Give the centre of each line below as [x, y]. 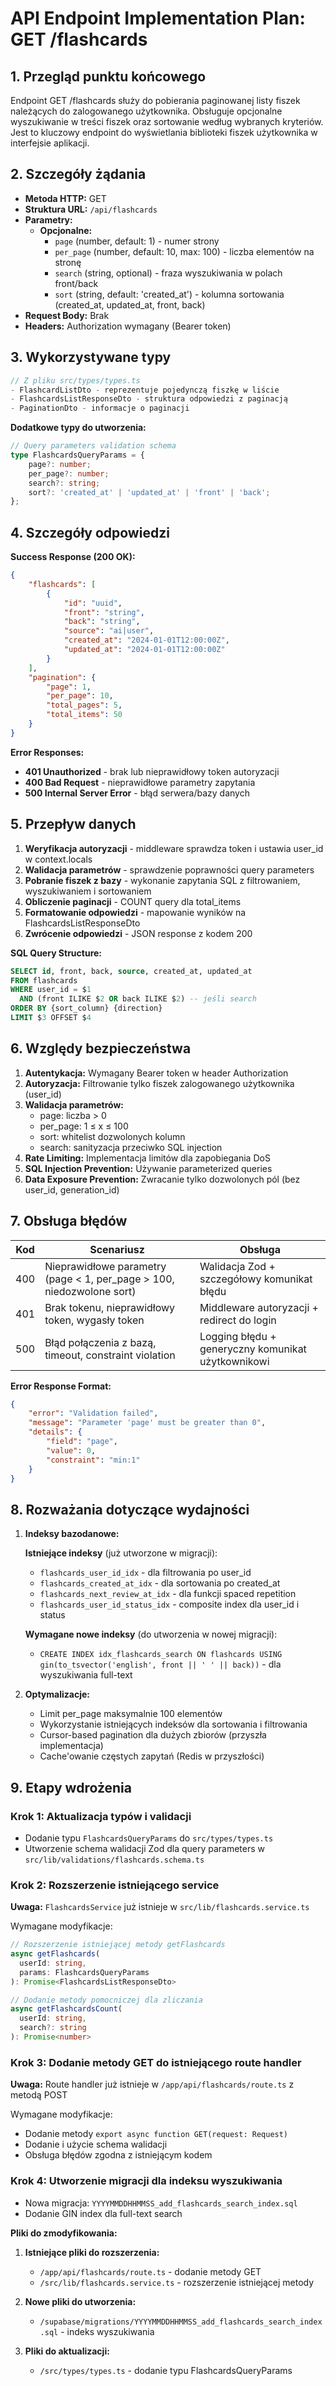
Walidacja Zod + [237, 1266]
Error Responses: [47, 752]
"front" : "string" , [104, 612]
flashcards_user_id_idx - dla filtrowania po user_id [145, 1573]
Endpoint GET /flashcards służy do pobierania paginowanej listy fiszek [155, 100]
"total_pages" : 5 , [84, 705]
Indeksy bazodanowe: [72, 1534]
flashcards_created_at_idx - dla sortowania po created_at [160, 1583]
